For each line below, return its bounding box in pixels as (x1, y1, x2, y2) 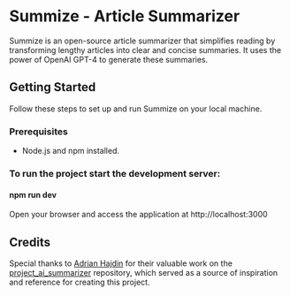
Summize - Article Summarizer (9, 6, 240, 27)
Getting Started (9, 80, 96, 95)
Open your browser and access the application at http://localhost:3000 (9, 209, 268, 220)
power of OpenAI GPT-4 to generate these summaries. (9, 54, 209, 65)
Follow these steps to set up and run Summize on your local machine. (9, 103, 263, 114)
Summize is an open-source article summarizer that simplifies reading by (9, 35, 276, 46)
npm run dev (9, 189, 57, 200)
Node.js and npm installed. (21, 146, 120, 156)
